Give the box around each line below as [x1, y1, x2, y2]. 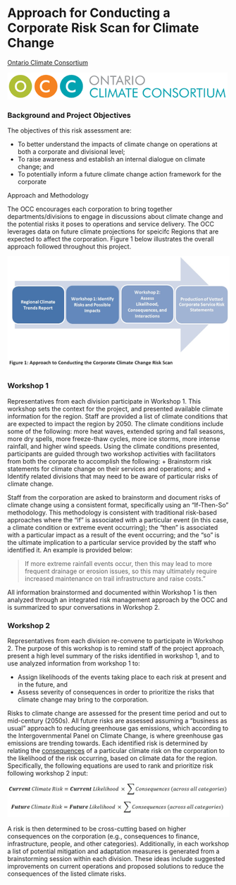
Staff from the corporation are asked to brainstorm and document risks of [7, 493, 221, 502]
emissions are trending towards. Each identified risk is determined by [7, 739, 208, 747]
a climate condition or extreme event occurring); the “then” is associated [7, 523, 218, 531]
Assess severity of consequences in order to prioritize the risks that [17, 688, 215, 697]
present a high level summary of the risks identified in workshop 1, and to [7, 651, 220, 661]
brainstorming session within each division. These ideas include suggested [7, 854, 225, 862]
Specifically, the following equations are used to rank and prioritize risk [7, 761, 213, 770]
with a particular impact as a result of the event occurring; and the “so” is [7, 531, 220, 539]
